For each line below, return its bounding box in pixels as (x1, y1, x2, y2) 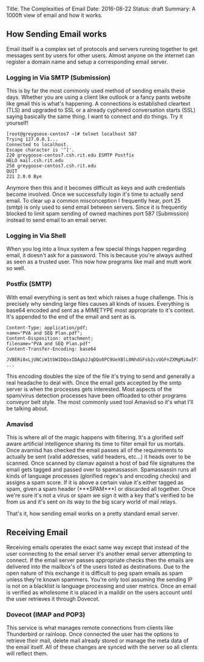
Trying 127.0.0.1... (6, 137, 59, 143)
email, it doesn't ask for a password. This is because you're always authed (6, 252, 193, 259)
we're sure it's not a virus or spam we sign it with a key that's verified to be (6, 491, 194, 499)
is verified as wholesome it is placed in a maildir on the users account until (6, 589, 192, 596)
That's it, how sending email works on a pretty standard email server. (6, 510, 179, 517)
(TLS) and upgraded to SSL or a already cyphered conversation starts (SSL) (6, 106, 196, 114)
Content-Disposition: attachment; (6, 335, 94, 342)
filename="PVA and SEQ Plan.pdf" (6, 340, 91, 346)
